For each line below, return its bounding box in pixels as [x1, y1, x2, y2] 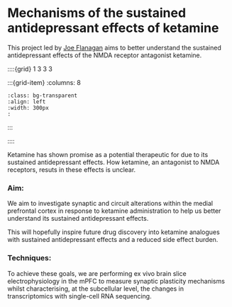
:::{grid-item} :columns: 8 [7, 78, 82, 86]
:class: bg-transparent [7, 92, 78, 99]
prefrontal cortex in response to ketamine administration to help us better [7, 207, 221, 215]
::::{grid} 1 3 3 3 [7, 64, 53, 73]
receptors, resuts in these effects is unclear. [7, 165, 136, 174]
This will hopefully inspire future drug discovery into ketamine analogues [7, 228, 220, 236]
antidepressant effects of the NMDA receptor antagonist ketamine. [7, 51, 202, 59]
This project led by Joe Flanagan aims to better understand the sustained [7, 43, 221, 52]
